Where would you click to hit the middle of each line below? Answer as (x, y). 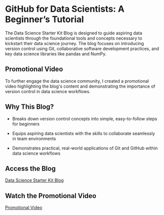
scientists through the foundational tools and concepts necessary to (74, 38)
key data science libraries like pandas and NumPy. (56, 54)
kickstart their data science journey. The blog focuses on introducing (75, 43)
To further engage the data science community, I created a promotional (77, 81)
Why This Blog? (30, 107)
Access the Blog (30, 168)
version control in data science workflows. (48, 91)
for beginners (26, 124)
